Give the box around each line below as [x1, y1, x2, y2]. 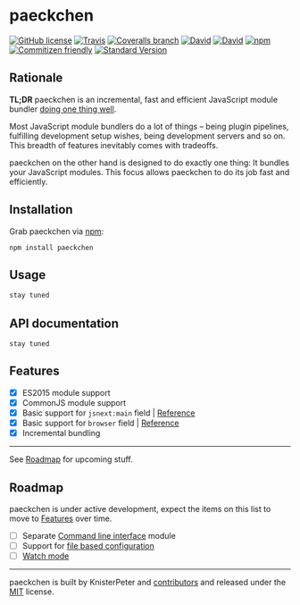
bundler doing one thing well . [9, 104, 117, 114]
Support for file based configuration [21, 541, 154, 551]
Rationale [9, 71, 63, 86]
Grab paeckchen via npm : [9, 225, 104, 237]
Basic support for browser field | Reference [21, 417, 179, 429]
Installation [9, 202, 73, 217]
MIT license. [9, 586, 55, 597]
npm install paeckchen [9, 243, 94, 252]
